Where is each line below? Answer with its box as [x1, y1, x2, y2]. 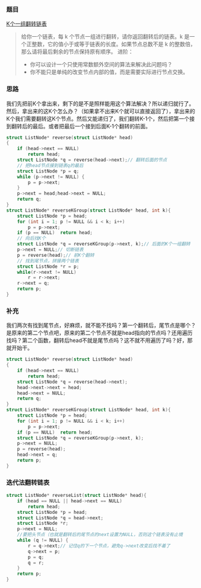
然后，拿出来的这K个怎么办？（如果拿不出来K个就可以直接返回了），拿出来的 [6, 107, 196, 115]
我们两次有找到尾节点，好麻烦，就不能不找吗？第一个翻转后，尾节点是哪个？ [6, 321, 196, 329]
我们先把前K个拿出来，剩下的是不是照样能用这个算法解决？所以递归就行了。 [6, 100, 194, 107]
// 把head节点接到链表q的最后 [17, 162, 84, 168]
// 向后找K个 [17, 235, 46, 242]
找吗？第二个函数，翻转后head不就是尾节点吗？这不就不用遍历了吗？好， [6, 337, 188, 344]
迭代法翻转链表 [6, 478, 50, 487]
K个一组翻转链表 [6, 20, 47, 28]
